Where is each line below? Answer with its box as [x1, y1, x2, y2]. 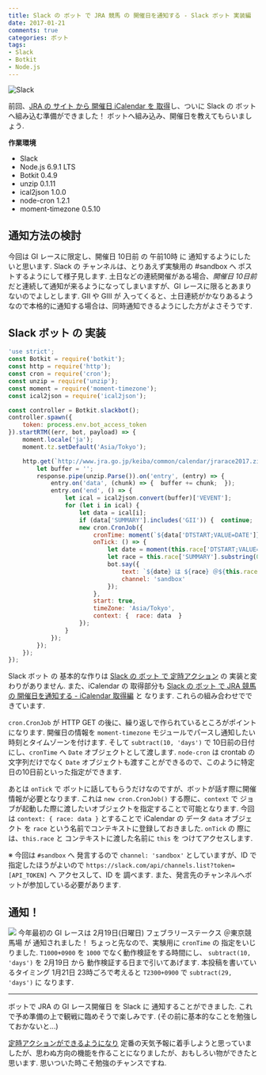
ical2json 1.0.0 [19, 187, 66, 196]
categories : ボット [8, 33, 69, 42]
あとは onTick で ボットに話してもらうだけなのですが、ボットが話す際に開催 [8, 784, 257, 794]
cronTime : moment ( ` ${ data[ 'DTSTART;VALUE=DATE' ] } [93, 531, 260, 539]
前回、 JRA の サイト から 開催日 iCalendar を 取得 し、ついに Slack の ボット [8, 101, 256, 111]
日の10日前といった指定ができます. [8, 767, 122, 777]
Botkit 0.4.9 [19, 170, 58, 180]
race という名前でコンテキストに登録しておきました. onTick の [32, 824, 236, 834]
